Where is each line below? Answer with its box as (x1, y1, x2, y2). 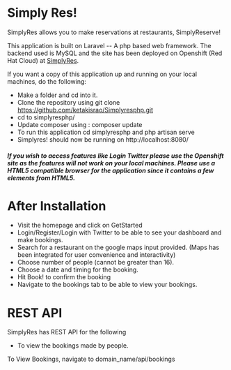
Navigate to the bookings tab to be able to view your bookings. (17, 281, 198, 289)
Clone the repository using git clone (17, 98, 120, 106)
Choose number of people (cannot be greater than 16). (17, 258, 175, 267)
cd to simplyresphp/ (17, 113, 75, 121)
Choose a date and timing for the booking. (17, 265, 139, 274)
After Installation (7, 198, 106, 214)
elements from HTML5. (7, 173, 75, 182)
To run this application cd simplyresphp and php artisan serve (17, 128, 195, 136)
